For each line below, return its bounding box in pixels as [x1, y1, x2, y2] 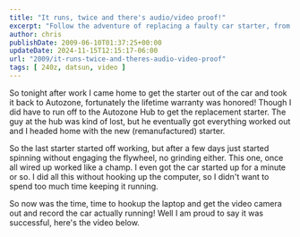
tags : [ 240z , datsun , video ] [9, 63, 126, 72]
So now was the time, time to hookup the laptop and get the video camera [9, 198, 282, 208]
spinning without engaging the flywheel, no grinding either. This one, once [9, 152, 284, 163]
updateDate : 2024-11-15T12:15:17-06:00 [9, 47, 159, 55]
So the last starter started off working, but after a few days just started [9, 142, 270, 153]
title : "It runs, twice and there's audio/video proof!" [9, 13, 227, 22]
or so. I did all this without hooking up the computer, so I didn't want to [9, 171, 270, 182]
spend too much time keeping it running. [9, 181, 159, 191]
